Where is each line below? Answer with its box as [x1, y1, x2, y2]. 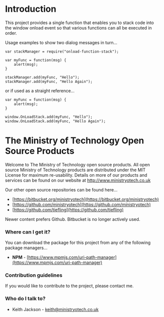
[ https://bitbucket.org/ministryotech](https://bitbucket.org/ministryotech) [12, 196, 159, 202]
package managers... [5, 245, 48, 251]
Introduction [5, 3, 57, 15]
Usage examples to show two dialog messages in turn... [5, 39, 118, 45]
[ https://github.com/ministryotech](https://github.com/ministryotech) [12, 201, 151, 207]
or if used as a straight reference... [5, 87, 75, 94]
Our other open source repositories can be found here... [5, 186, 118, 192]
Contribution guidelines [5, 272, 62, 279]
